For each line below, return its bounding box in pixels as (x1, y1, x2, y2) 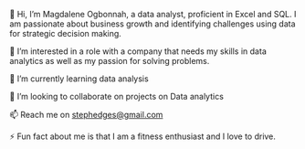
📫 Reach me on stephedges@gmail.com (9, 110, 163, 120)
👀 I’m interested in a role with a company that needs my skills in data (9, 46, 267, 57)
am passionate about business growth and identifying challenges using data (9, 18, 296, 29)
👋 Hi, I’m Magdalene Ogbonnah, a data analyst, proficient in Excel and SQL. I (9, 9, 297, 19)
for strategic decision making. (9, 28, 121, 38)
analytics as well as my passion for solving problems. (9, 56, 210, 66)
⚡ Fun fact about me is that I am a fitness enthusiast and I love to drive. (9, 131, 277, 142)
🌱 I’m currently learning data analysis (9, 73, 149, 84)
